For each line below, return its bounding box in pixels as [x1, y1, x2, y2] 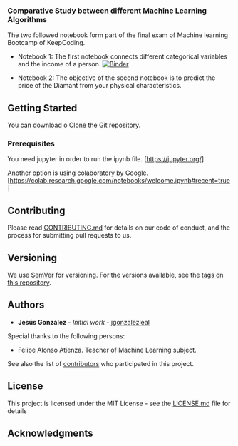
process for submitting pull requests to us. [7, 231, 132, 240]
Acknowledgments [7, 427, 94, 440]
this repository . [7, 278, 52, 287]
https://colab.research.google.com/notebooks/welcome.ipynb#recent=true [9, 176, 230, 185]
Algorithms [7, 14, 48, 24]
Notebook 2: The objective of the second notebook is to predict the [17, 74, 216, 82]
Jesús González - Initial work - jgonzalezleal [17, 318, 150, 326]
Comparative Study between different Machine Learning [7, 6, 207, 16]
